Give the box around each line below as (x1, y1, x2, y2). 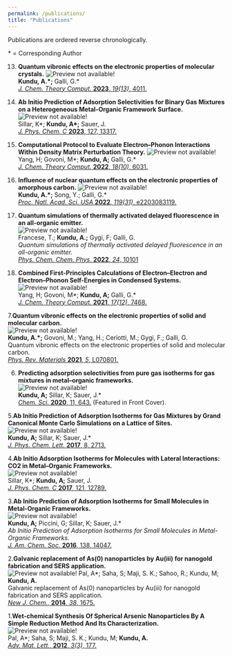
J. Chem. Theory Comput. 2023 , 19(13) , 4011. (17, 84, 147, 93)
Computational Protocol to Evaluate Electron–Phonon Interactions (17, 140, 211, 148)
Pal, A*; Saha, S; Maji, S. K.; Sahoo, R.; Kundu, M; (78, 569, 220, 577)
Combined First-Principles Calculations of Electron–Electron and (17, 269, 208, 277)
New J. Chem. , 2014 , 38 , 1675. (8, 598, 95, 606)
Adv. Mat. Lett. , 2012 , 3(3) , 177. (8, 641, 97, 649)
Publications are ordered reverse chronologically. (8, 35, 148, 44)
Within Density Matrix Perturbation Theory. (17, 148, 146, 156)
